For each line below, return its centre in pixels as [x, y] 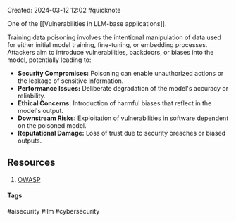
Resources [31, 163]
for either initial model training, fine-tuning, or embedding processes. [107, 45]
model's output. [40, 111]
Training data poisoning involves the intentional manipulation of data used [114, 37]
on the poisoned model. [52, 125]
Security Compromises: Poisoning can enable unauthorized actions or [120, 73]
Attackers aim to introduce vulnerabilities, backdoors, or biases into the [111, 52]
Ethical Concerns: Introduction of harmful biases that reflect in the [114, 103]
